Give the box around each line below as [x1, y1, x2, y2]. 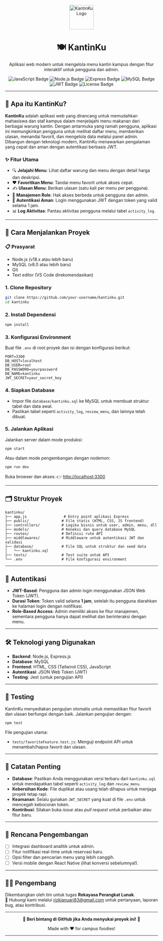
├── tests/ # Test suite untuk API [5, 553, 110, 558]
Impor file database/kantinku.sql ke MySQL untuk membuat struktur [12, 398, 149, 404]
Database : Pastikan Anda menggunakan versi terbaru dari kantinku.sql [12, 775, 156, 782]
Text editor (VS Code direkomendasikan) [12, 272, 94, 277]
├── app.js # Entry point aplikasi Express [5, 514, 130, 519]
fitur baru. [12, 812, 33, 818]
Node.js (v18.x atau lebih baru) [12, 256, 74, 262]
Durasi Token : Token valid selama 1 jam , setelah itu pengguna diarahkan [12, 598, 157, 604]
